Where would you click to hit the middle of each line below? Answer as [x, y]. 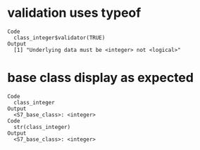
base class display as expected [100, 78]
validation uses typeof [74, 13]
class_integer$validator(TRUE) [60, 37]
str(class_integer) [42, 127]
